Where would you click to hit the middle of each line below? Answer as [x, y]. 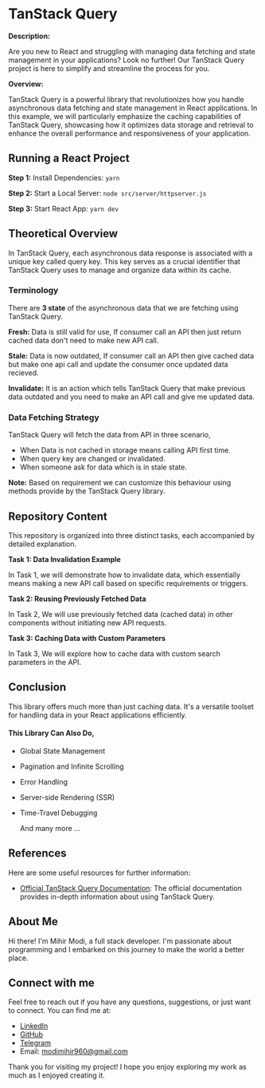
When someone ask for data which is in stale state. [103, 467]
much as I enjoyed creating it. [57, 1075]
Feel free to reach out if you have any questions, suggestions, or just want [130, 1002]
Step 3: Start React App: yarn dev [64, 208]
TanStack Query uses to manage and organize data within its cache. [120, 270]
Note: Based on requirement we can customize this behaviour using [120, 483]
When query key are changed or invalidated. [92, 459]
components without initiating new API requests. [88, 623]
